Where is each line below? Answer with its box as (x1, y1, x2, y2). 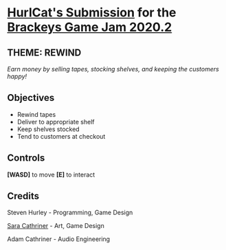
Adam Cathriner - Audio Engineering (7, 235, 111, 243)
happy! (7, 72, 27, 80)
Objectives (7, 92, 55, 104)
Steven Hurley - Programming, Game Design (7, 208, 133, 217)
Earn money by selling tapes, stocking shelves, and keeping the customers (7, 65, 220, 73)
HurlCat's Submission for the (7, 5, 177, 21)
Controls (7, 152, 45, 164)
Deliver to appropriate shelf (16, 117, 95, 126)
